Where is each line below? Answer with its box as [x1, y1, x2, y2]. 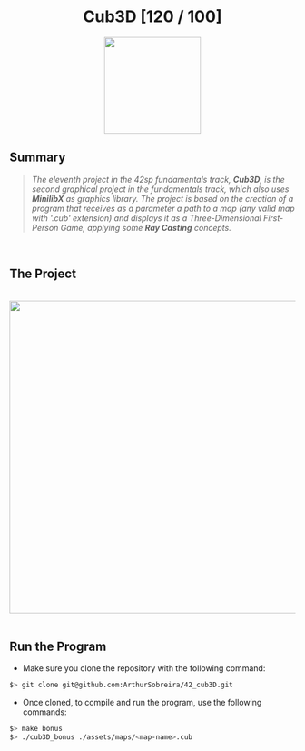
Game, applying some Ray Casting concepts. [60, 222, 231, 233]
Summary [9, 150, 66, 165]
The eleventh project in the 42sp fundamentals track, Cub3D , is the [31, 174, 285, 185]
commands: [22, 706, 67, 717]
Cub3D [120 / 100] [83, 6, 222, 27]
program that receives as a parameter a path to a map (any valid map [31, 203, 295, 214]
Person [31, 222, 59, 233]
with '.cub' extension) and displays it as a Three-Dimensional [31, 212, 261, 224]
